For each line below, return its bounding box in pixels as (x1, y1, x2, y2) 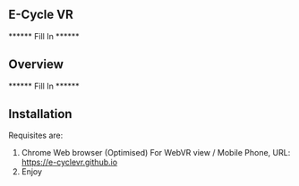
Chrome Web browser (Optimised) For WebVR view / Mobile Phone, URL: (21, 148, 291, 158)
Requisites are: (8, 130, 64, 141)
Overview (8, 57, 64, 72)
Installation (8, 106, 73, 122)
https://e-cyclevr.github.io (21, 156, 118, 168)
